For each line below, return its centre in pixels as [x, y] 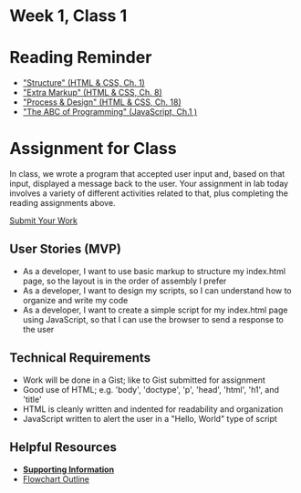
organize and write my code [75, 300]
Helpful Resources [63, 447]
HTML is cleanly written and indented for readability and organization [153, 409]
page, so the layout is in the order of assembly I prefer [125, 281]
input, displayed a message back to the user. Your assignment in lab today [149, 184]
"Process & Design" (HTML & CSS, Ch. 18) [102, 102]
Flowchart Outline [56, 478]
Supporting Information [68, 469]
